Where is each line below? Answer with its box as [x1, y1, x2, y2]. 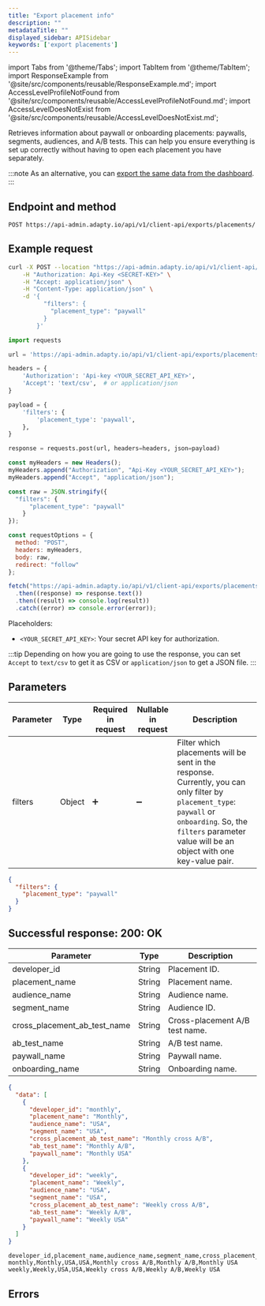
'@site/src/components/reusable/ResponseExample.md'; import [8, 80, 217, 89]
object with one [177, 846, 235, 857]
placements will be [177, 747, 247, 758]
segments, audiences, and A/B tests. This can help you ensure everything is [8, 137, 256, 146]
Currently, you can [177, 776, 246, 787]
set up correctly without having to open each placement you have [8, 145, 222, 155]
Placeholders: [8, 618, 53, 628]
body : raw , [15, 554, 51, 561]
